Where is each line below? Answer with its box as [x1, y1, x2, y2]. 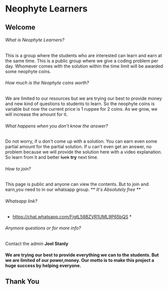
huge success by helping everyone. [5, 262, 81, 268]
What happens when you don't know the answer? [5, 123, 108, 129]
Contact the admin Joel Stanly [5, 240, 69, 246]
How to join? [5, 166, 31, 172]
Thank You [5, 277, 40, 285]
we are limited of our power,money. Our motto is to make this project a [5, 257, 154, 263]
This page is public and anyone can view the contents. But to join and [5, 181, 149, 187]
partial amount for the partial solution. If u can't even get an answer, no [5, 144, 152, 150]
